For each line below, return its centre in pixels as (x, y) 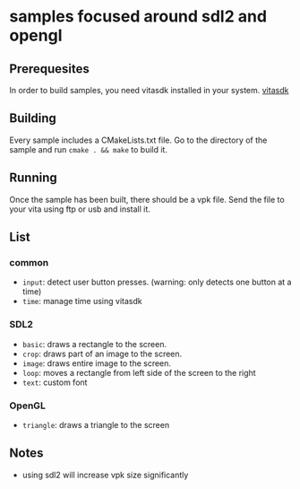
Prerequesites (49, 69)
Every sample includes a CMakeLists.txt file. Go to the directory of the (138, 140)
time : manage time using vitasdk (82, 301)
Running (34, 178)
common (29, 262)
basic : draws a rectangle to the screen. (94, 344)
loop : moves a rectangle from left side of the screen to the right (139, 372)
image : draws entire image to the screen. (97, 363)
